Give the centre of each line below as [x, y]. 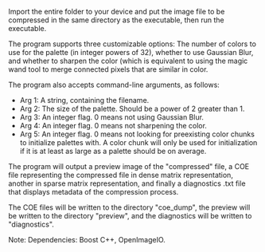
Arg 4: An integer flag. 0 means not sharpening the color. [113, 126]
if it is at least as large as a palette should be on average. [113, 151]
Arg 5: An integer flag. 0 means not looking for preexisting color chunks [137, 134]
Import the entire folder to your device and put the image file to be [117, 12]
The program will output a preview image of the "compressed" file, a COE [129, 166]
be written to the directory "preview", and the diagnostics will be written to [130, 216]
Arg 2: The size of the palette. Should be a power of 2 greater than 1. [132, 108]
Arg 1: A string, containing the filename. [84, 100]
